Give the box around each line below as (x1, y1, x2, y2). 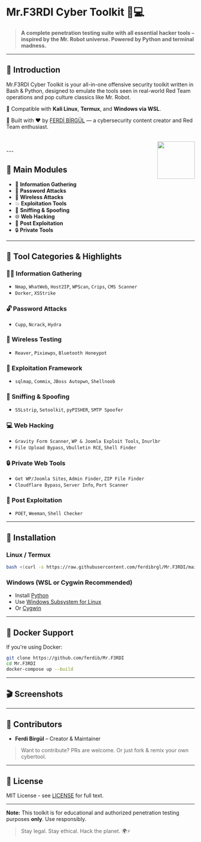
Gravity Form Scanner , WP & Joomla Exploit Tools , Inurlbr (14, 437, 161, 444)
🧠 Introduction (6, 65, 61, 75)
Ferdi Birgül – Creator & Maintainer (14, 735, 101, 743)
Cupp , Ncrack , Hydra (14, 320, 62, 327)
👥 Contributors (6, 719, 63, 729)
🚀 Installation (6, 533, 56, 543)
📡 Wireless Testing (6, 335, 62, 344)
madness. (20, 42, 47, 49)
